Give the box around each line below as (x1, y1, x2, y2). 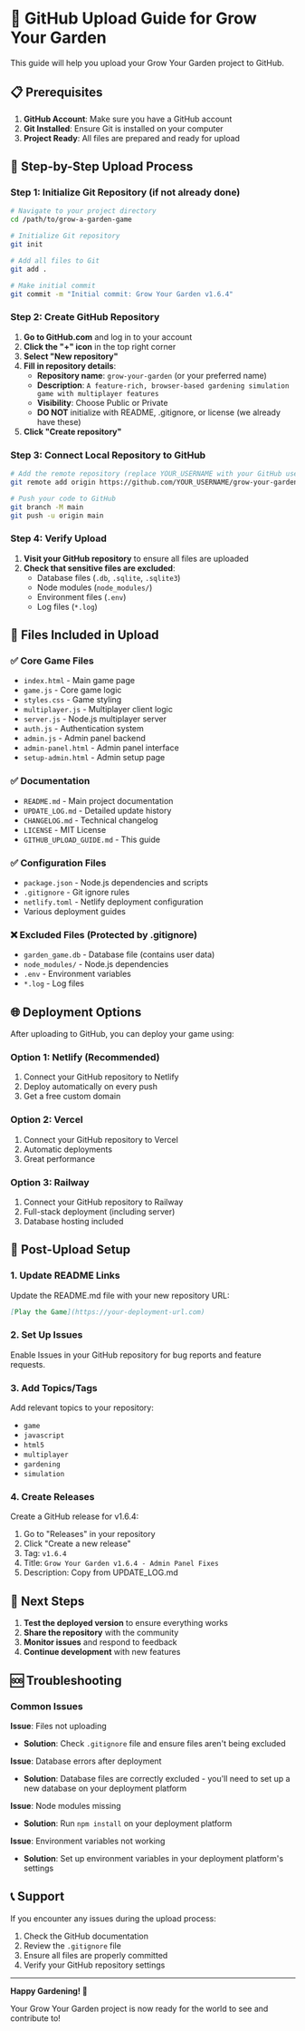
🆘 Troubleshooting (10, 1672, 122, 1688)
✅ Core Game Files (10, 654, 94, 667)
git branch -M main (10, 502, 84, 511)
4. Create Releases (10, 1491, 95, 1504)
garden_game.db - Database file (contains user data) (23, 949, 215, 960)
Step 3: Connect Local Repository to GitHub (10, 449, 206, 461)
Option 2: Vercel (10, 1114, 84, 1127)
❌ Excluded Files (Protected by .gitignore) (10, 928, 198, 941)
